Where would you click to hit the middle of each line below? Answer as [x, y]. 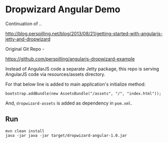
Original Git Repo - [25, 49]
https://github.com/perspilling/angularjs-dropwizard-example [70, 59]
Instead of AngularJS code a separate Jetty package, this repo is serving [82, 69]
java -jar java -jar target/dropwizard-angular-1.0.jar [66, 135]
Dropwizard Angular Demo [63, 9]
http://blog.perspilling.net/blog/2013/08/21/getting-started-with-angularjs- [84, 33]
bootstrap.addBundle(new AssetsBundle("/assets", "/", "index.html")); [83, 93]
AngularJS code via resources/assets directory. [55, 74]
